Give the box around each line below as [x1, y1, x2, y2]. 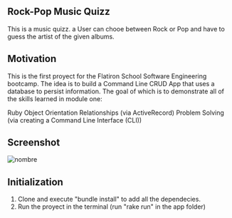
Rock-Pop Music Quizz [7, 6, 110, 18]
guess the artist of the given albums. [7, 32, 115, 41]
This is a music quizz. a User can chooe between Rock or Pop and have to [7, 24, 226, 33]
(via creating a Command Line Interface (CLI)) [7, 115, 142, 124]
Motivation [7, 53, 57, 65]
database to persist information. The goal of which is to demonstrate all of [7, 87, 225, 95]
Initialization [7, 176, 64, 188]
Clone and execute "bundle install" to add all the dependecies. [17, 195, 201, 204]
